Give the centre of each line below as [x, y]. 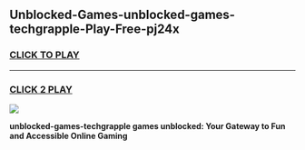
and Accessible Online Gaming [69, 135]
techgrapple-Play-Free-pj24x [94, 30]
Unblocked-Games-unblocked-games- [123, 15]
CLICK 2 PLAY [41, 89]
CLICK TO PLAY [44, 55]
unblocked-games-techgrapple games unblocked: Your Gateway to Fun [148, 125]
